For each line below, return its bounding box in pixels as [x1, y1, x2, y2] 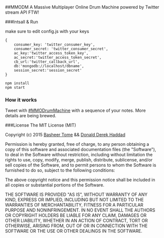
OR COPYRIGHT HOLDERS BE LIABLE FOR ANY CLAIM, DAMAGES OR [5, 212, 147, 218]
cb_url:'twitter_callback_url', [14, 59, 80, 64]
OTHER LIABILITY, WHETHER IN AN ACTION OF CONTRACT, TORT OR [5, 218, 148, 224]
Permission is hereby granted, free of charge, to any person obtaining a [5, 141, 149, 147]
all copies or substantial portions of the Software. [5, 182, 104, 188]
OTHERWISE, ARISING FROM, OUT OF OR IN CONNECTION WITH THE [5, 223, 148, 229]
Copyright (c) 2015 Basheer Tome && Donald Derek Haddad [5, 132, 126, 138]
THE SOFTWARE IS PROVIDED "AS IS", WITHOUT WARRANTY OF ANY [5, 191, 148, 198]
